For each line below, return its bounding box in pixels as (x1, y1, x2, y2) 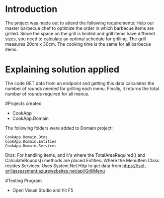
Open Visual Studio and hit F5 (12, 187, 74, 193)
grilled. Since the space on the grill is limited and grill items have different (5, 30, 156, 36)
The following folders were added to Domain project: (5, 125, 113, 131)
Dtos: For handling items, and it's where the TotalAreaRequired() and (5, 152, 146, 158)
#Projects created (5, 100, 42, 106)
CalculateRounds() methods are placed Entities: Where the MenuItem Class (5, 157, 160, 163)
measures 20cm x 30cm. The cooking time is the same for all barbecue (5, 41, 152, 47)
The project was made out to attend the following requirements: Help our (5, 20, 154, 26)
